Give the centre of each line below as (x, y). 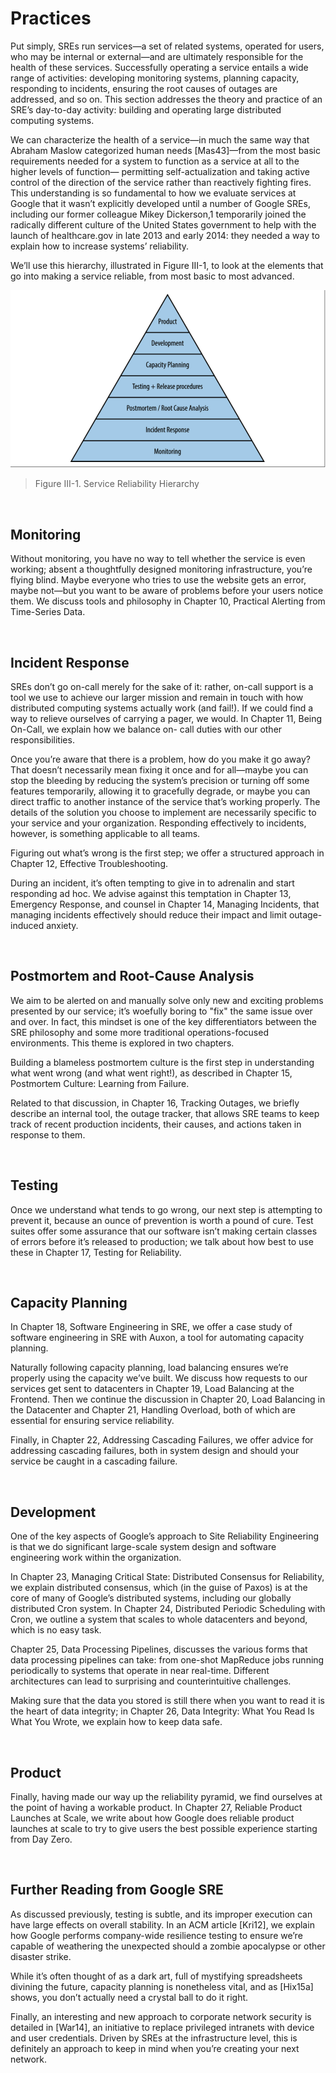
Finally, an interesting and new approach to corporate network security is (161, 2016)
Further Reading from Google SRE (117, 1890)
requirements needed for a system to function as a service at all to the (155, 161)
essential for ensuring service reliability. (92, 1421)
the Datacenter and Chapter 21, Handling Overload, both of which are (153, 1410)
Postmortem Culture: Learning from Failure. (100, 1083)
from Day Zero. (41, 1839)
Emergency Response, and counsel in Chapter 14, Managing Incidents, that (165, 904)
